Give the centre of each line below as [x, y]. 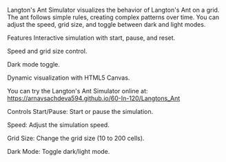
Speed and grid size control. [47, 51]
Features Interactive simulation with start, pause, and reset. [91, 38]
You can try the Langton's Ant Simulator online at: [78, 91]
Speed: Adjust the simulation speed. [59, 125]
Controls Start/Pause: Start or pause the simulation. [80, 112]
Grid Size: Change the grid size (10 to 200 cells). [76, 138]
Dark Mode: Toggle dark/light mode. [59, 151]
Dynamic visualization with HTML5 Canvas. [69, 78]
